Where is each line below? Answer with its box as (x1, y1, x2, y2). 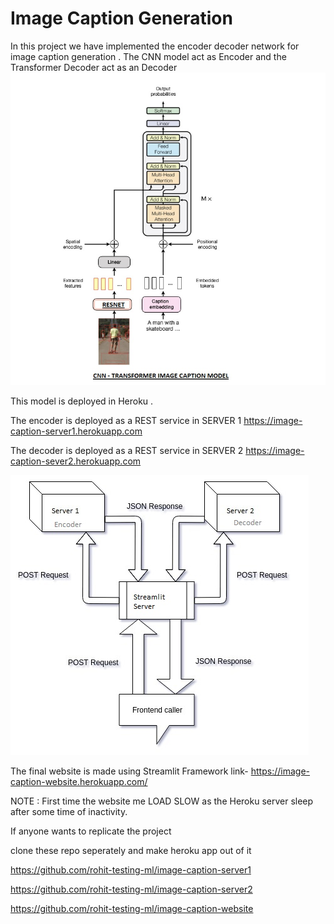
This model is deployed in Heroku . (10, 395, 154, 407)
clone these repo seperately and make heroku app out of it (10, 844, 252, 856)
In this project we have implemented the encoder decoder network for (10, 40, 300, 52)
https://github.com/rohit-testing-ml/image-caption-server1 (10, 863, 252, 876)
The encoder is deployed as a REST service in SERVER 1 (10, 414, 242, 426)
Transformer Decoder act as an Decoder (10, 61, 178, 73)
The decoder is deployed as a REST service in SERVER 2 (10, 444, 244, 456)
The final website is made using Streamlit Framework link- (10, 765, 249, 777)
